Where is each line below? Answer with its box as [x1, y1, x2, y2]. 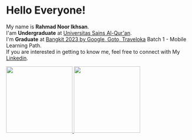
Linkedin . [6, 54, 28, 61]
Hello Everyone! [6, 4, 86, 17]
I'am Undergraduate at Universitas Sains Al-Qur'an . [6, 29, 133, 36]
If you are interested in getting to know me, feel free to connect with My [6, 48, 180, 55]
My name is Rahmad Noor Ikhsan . [6, 23, 90, 30]
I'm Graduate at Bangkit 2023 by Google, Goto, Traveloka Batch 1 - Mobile [6, 35, 187, 43]
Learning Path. [6, 42, 42, 49]
